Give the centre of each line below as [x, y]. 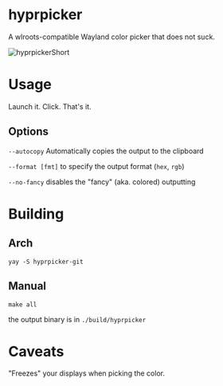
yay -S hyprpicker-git [46, 262]
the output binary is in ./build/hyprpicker [77, 319]
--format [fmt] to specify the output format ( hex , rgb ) [96, 166]
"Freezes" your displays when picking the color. [87, 373]
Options [29, 132]
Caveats [36, 351]
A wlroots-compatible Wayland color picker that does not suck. [111, 37]
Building [36, 214]
